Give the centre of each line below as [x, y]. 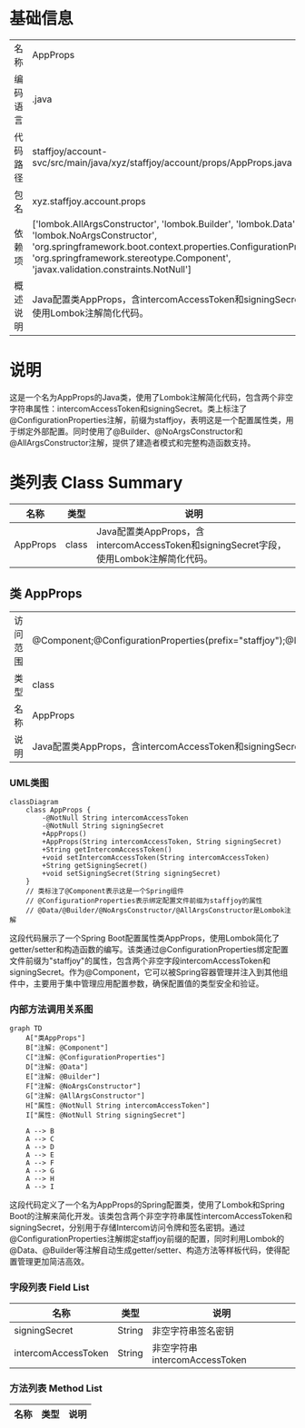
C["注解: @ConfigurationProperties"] [96, 1058]
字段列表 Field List [49, 1287]
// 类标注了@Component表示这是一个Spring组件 [105, 891]
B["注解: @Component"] [67, 1048]
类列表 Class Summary [96, 483]
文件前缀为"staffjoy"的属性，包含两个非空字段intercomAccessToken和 [140, 960]
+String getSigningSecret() [95, 865]
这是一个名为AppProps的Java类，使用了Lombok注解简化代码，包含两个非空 [151, 397]
